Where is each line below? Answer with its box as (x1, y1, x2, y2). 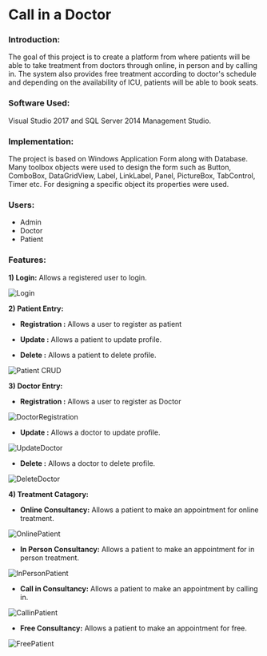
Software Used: (8, 97, 70, 109)
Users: (8, 200, 35, 210)
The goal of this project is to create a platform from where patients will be (8, 52, 250, 62)
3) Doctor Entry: (8, 381, 63, 391)
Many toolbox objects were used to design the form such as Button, (8, 162, 232, 173)
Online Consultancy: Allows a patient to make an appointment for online (19, 505, 259, 515)
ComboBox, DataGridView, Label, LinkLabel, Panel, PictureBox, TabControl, (8, 171, 256, 181)
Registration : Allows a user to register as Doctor (19, 396, 181, 406)
